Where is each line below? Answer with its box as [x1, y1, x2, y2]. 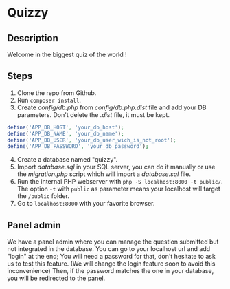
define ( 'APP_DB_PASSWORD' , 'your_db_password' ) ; [7, 143, 149, 150]
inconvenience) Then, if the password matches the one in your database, [7, 267, 214, 275]
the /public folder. [16, 192, 70, 200]
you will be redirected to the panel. [7, 274, 106, 283]
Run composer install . [16, 96, 81, 104]
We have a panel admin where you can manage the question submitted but [7, 237, 219, 246]
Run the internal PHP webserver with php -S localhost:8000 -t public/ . [16, 178, 223, 186]
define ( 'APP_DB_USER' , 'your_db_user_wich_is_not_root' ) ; [7, 136, 176, 144]
